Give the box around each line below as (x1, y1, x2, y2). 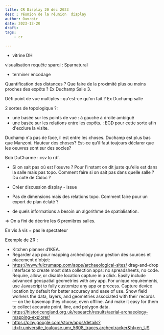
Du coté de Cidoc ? (12, 174, 51, 180)
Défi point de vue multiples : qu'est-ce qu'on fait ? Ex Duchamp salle (5, 95, 143, 101)
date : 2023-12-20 (5, 21, 41, 26)
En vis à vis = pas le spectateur (5, 227, 68, 233)
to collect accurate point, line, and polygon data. (12, 304, 110, 309)
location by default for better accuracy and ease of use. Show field (12, 288, 147, 294)
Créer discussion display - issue (12, 184, 77, 190)
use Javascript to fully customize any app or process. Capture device (12, 283, 153, 289)
